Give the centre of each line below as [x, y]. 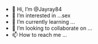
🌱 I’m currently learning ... [43, 22]
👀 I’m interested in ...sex [41, 15]
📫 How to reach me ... [39, 35]
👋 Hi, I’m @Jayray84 [37, 9]
